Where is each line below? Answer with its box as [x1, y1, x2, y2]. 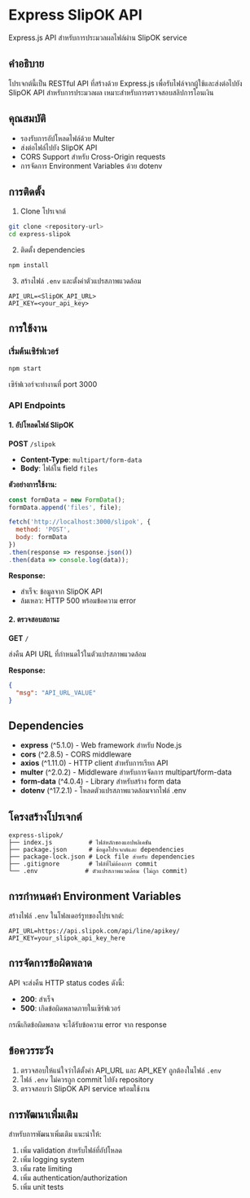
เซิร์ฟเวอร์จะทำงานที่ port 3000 [8, 379, 98, 388]
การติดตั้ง [8, 185, 46, 199]
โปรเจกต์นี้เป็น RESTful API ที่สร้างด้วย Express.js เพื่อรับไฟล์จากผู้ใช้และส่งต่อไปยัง [8, 78, 243, 88]
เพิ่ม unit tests [20, 1183, 64, 1192]
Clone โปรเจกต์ [20, 206, 67, 217]
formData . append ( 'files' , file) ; [8, 503, 122, 511]
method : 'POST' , [15, 525, 71, 534]
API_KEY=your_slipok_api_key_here [8, 934, 126, 942]
